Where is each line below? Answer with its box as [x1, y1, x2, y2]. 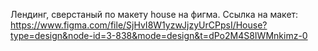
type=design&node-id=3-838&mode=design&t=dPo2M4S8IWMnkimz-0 [10, 30, 308, 41]
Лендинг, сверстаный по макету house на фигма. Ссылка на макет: [10, 9, 299, 20]
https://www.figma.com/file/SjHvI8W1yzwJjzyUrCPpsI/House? [10, 19, 268, 31]
